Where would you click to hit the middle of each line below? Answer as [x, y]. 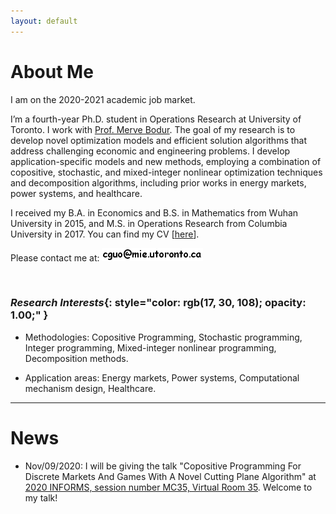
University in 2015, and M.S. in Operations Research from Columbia [149, 223]
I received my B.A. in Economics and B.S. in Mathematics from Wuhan [154, 212]
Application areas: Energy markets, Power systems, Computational [162, 377]
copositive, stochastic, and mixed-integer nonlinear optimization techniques [166, 172]
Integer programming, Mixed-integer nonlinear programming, [150, 347]
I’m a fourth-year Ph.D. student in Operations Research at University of [156, 119]
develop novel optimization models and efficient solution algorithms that [159, 140]
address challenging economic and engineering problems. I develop [150, 151]
